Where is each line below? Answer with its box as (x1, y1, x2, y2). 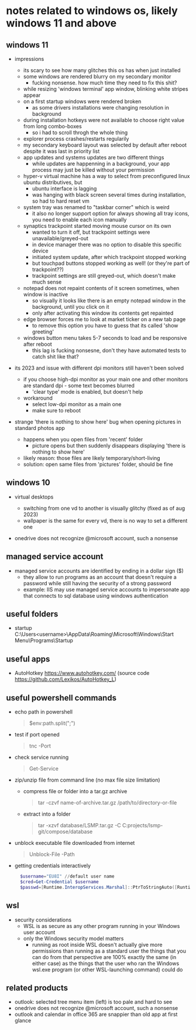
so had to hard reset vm (32, 197, 90, 204)
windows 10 (6, 478, 51, 487)
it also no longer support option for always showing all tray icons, (32, 210, 190, 217)
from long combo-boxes (23, 123, 82, 129)
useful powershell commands (6, 693, 117, 702)
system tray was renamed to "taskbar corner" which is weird (23, 204, 170, 210)
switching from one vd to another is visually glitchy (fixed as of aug (23, 504, 185, 511)
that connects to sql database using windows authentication (23, 592, 169, 599)
